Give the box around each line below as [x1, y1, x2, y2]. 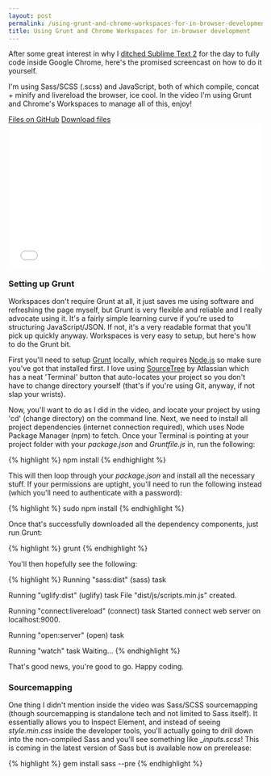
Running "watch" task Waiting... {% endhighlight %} [8, 646, 181, 656]
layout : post [8, 11, 52, 20]
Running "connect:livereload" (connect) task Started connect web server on [8, 606, 261, 616]
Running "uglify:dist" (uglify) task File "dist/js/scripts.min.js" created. [8, 591, 237, 601]
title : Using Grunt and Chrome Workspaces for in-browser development [8, 27, 251, 35]
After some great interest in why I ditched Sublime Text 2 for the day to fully [8, 49, 261, 59]
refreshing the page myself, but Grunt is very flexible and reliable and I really [8, 305, 263, 315]
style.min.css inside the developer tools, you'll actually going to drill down [8, 726, 254, 736]
